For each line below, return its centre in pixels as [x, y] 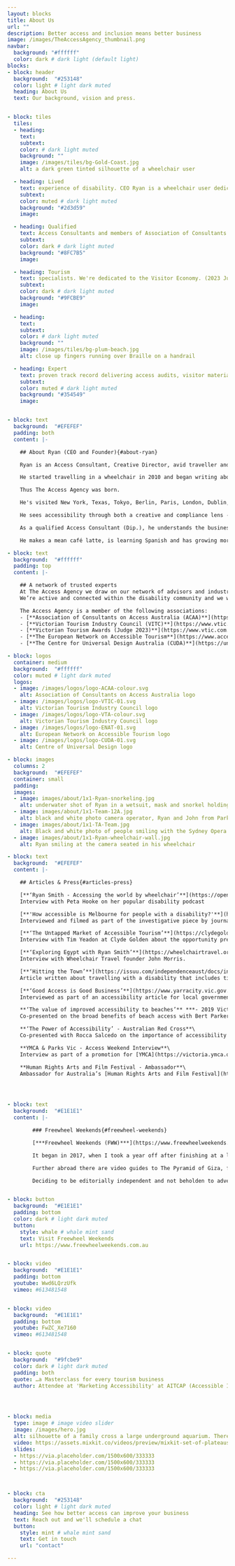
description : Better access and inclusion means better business [104, 33]
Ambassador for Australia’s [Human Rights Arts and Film [105, 1074]
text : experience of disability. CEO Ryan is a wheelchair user [115, 188]
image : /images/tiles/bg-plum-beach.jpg [79, 350]
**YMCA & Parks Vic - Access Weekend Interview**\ [95, 1048]
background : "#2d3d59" [53, 208]
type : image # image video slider [64, 1423]
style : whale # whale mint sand [67, 1232]
